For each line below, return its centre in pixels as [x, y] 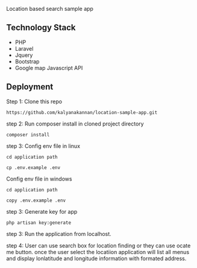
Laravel [24, 48]
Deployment [30, 87]
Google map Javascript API [49, 68]
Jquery [24, 55]
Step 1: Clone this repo [34, 101]
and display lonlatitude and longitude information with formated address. [96, 258]
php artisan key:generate [39, 223]
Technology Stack [41, 27]
